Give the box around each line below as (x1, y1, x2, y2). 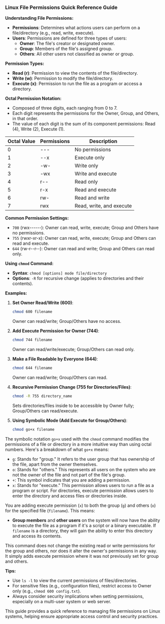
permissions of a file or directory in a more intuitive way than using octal (5, 441, 152, 447)
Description (89, 138, 117, 145)
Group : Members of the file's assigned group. (19, 46, 113, 52)
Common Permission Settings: (5, 215, 69, 221)
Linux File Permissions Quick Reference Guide (5, 4, 118, 11)
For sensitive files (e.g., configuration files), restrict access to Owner (12, 582, 152, 588)
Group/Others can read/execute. (12, 407, 79, 414)
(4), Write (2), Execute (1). (12, 126, 65, 132)
